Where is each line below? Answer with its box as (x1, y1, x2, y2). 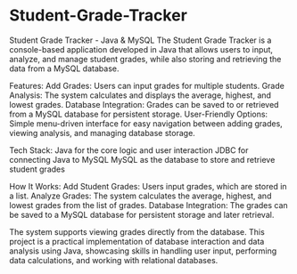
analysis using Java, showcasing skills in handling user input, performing (9, 246, 277, 256)
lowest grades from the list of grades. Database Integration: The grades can (9, 199, 288, 210)
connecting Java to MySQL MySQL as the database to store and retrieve (9, 154, 276, 165)
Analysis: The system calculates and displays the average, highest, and (9, 90, 272, 101)
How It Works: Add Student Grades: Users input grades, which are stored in (9, 181, 287, 191)
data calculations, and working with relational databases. (9, 254, 219, 265)
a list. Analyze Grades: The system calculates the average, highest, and (9, 190, 272, 201)
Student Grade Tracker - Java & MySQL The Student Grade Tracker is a (9, 35, 272, 45)
